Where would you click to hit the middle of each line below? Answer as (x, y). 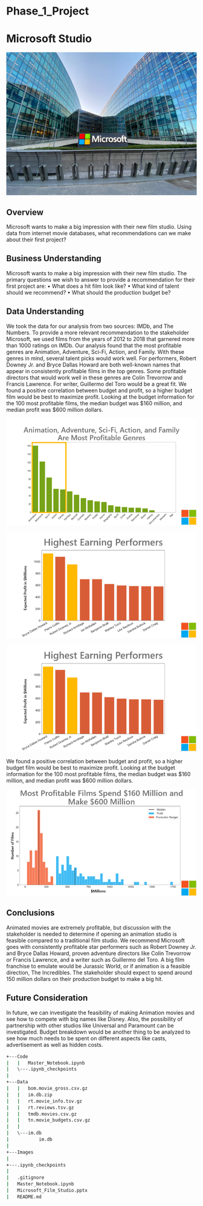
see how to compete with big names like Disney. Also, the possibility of (95, 1019)
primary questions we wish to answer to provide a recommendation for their (101, 279)
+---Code (17, 1057)
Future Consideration (47, 998)
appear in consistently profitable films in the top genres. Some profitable (96, 371)
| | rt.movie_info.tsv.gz (44, 1101)
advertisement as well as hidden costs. (55, 1045)
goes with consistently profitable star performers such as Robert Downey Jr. (101, 947)
